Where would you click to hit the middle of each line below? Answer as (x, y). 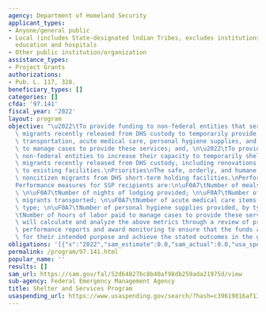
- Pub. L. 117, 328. (42, 82)
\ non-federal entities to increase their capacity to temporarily (129, 156)
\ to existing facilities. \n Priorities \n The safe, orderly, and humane (136, 171)
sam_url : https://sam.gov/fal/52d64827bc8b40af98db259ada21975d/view (125, 274)
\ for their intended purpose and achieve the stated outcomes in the (134, 237)
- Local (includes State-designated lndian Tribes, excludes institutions (134, 38)
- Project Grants (37, 67)
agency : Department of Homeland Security (78, 15)
